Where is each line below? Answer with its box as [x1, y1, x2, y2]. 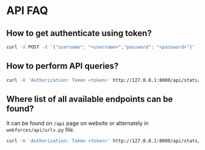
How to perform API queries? [6, 61, 119, 71]
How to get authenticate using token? [6, 28, 152, 38]
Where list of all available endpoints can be [6, 94, 173, 104]
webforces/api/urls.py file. [6, 126, 75, 134]
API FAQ [6, 4, 48, 18]
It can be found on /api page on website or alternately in [6, 120, 149, 127]
